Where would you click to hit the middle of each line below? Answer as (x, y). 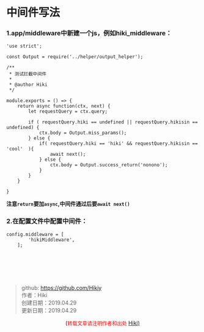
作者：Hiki (34, 295)
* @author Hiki (28, 85)
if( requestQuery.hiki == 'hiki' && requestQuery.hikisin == (118, 144)
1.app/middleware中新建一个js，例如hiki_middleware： (89, 33)
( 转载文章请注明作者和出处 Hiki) (103, 323)
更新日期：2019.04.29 (49, 310)
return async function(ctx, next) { (64, 106)
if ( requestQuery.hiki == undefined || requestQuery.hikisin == (113, 122)
